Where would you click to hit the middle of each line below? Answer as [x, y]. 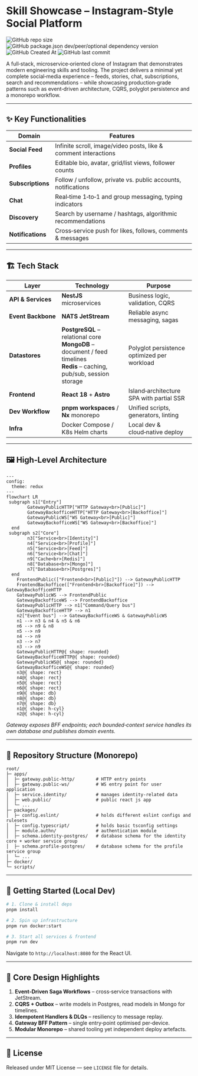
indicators [69, 204]
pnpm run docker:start [34, 926]
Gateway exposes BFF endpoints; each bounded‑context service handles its [99, 725]
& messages [72, 238]
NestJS [72, 295]
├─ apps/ [17, 774]
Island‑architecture [154, 391]
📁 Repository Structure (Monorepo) [72, 755]
